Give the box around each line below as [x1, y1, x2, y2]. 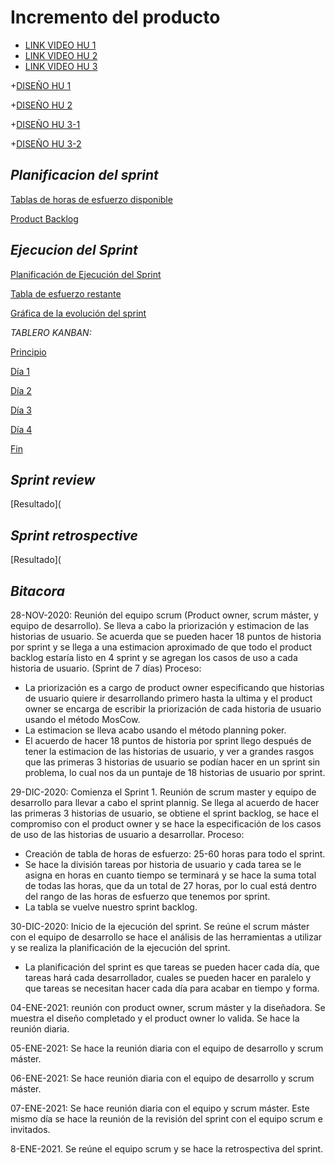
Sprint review [10, 471, 96, 488]
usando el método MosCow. [24, 714, 141, 725]
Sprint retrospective [10, 527, 138, 544]
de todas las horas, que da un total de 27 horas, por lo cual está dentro [24, 880, 317, 891]
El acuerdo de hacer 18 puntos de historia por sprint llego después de [24, 735, 312, 746]
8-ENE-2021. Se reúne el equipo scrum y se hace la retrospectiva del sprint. [10, 1143, 324, 1155]
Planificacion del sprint [10, 167, 159, 184]
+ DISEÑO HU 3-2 [10, 137, 82, 150]
